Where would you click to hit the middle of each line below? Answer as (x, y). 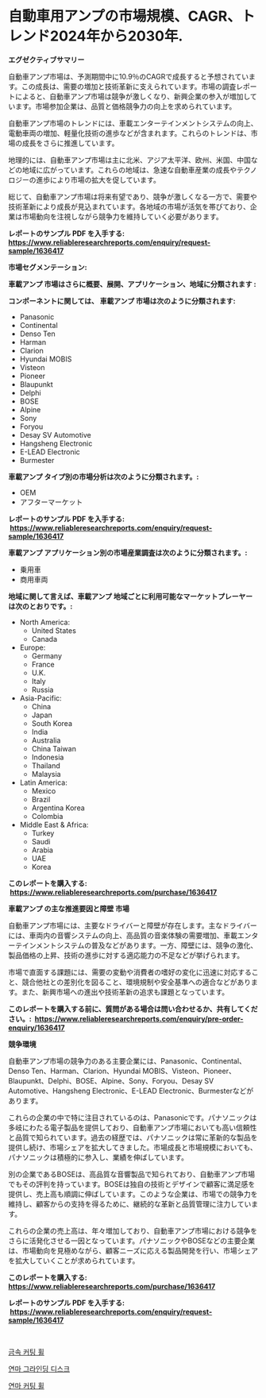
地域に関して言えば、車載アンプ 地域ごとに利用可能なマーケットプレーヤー (130, 596)
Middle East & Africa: (54, 825)
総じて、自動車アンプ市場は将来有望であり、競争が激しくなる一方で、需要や (133, 196)
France (43, 664)
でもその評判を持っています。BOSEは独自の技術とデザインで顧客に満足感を (132, 1184)
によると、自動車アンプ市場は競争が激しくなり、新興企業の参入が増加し (133, 96)
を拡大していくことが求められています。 (74, 1261)
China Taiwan (54, 748)
